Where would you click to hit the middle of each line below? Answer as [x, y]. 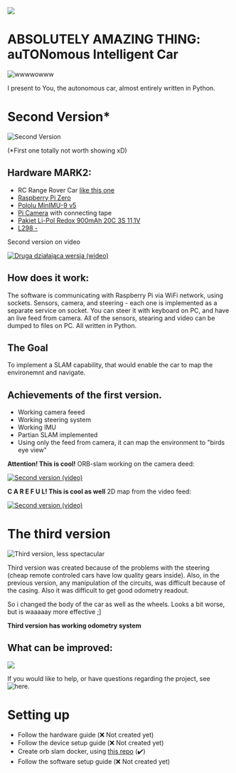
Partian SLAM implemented [58, 435]
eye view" [32, 450]
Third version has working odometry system [74, 626]
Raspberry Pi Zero [44, 198]
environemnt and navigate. [47, 373]
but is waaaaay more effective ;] [54, 612]
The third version [59, 534]
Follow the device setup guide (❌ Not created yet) [91, 742]
